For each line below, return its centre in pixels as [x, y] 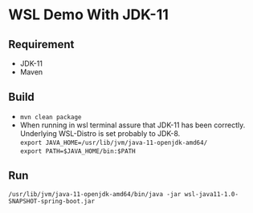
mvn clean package [51, 117]
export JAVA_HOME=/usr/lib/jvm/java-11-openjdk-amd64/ [114, 143]
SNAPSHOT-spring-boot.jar [51, 201]
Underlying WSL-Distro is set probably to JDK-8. [100, 133]
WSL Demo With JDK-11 [88, 15]
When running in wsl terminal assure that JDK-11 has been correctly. [133, 125]
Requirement [41, 44]
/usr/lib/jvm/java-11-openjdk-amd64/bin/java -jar [95, 194]
